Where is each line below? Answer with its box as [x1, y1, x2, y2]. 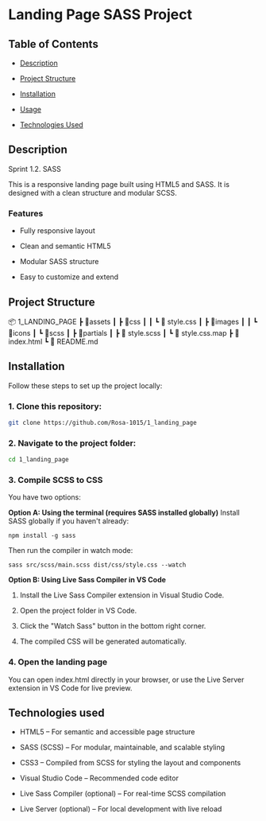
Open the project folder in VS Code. [19, 606, 137, 616]
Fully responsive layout [19, 226, 95, 235]
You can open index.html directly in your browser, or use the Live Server [8, 675, 245, 684]
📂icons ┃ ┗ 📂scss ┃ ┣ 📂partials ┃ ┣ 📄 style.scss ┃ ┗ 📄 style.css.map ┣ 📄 [8, 328, 240, 337]
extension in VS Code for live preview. [8, 683, 133, 693]
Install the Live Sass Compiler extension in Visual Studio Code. [19, 590, 225, 600]
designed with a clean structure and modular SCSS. [8, 188, 177, 197]
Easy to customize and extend [19, 272, 119, 282]
